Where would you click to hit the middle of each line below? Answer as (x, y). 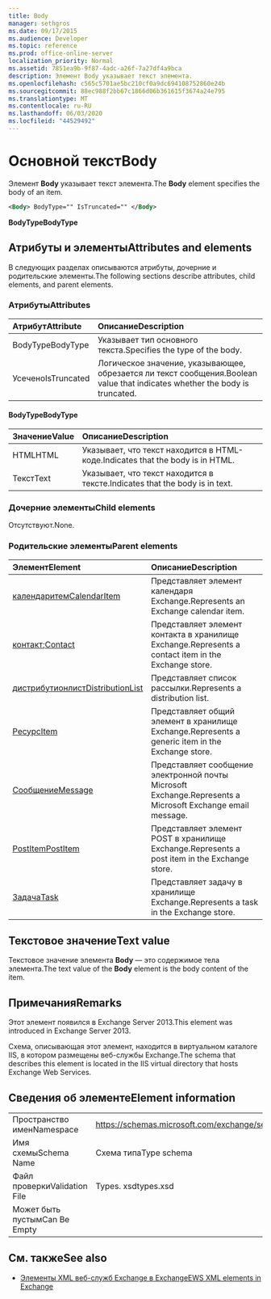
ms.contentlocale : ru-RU (50, 106)
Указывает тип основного (148, 340)
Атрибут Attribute (47, 326)
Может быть (37, 1209)
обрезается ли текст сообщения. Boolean (178, 373)
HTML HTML (35, 455)
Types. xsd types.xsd (135, 1187)
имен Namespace (46, 1130)
